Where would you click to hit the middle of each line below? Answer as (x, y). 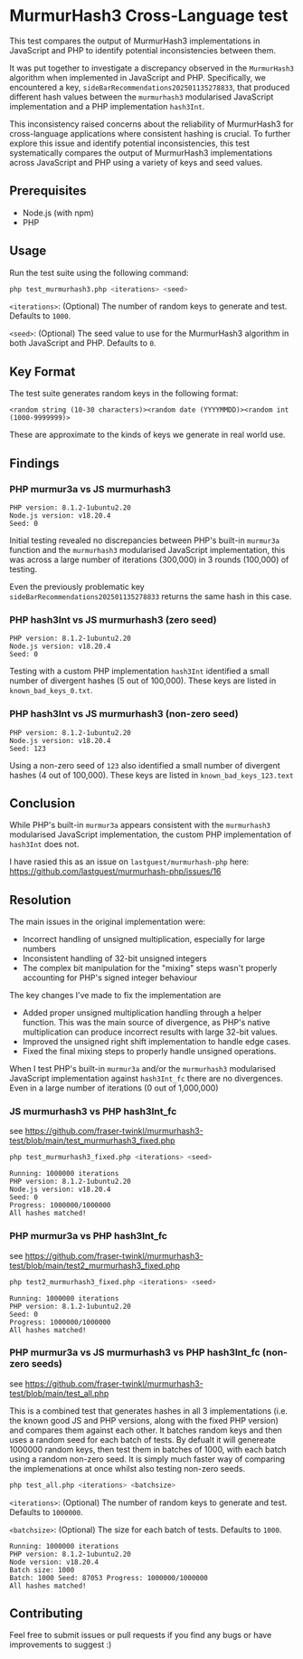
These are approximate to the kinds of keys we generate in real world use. (147, 434)
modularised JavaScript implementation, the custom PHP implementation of (151, 834)
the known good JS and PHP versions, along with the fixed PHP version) (144, 1420)
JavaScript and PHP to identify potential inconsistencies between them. (143, 50)
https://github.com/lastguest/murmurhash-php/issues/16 (115, 872)
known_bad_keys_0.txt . (51, 691)
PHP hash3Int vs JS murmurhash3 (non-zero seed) (124, 714)
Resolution (40, 900)
